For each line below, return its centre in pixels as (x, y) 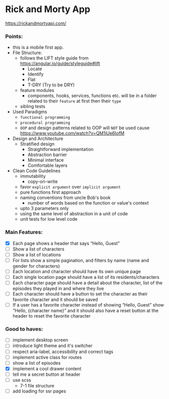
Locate (35, 69)
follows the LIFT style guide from (54, 58)
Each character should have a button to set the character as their (80, 293)
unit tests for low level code (49, 219)
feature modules (37, 90)
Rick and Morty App (48, 9)
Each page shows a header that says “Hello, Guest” (66, 243)
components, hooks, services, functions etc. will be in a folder (92, 96)
